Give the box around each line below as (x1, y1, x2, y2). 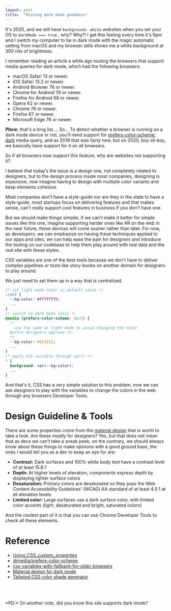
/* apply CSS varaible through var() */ (5, 354, 93, 359)
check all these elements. (5, 518, 59, 524)
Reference (5, 536, 50, 547)
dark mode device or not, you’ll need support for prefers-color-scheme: (5, 131, 156, 138)
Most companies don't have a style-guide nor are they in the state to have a (5, 194, 164, 200)
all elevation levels (12, 491, 51, 497)
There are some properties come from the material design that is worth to (5, 428, 159, 434)
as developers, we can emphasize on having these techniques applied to (5, 230, 158, 237)
